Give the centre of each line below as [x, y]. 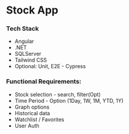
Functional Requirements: [44, 82]
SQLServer [28, 54]
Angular [24, 41]
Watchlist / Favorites [39, 119]
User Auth [27, 125]
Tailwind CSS [31, 60]
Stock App [32, 10]
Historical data [32, 113]
